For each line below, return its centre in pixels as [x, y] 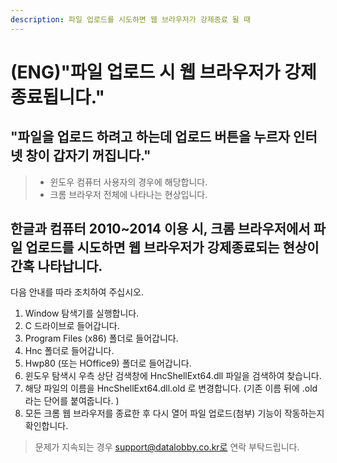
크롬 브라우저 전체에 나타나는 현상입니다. [128, 194]
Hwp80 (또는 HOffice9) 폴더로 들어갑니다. [108, 363]
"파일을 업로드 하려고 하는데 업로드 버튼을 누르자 [150, 137]
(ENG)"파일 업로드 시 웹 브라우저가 [145, 72]
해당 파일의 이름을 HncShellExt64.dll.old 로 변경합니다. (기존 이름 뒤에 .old [171, 388]
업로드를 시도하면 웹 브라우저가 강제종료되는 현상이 [172, 247]
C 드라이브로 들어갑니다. [72, 326]
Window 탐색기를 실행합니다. [82, 313]
